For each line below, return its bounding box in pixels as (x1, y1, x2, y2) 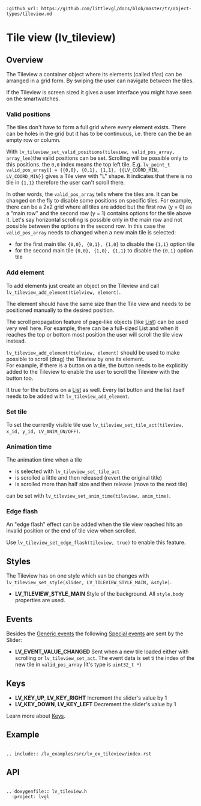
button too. (6, 374, 34, 382)
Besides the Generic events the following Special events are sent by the (6, 630, 184, 637)
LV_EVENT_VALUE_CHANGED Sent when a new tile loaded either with (14, 648, 189, 655)
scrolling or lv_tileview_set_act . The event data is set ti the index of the (14, 655, 195, 662)
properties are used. (14, 597, 65, 604)
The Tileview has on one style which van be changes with (6, 572, 149, 579)
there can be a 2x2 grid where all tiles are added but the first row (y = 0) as (6, 203, 192, 210)
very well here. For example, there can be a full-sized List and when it (6, 325, 179, 332)
